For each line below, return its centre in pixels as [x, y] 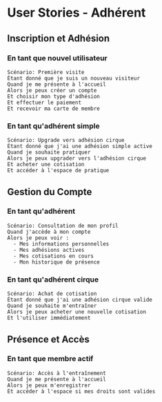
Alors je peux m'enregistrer [49, 385]
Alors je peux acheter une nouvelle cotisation [77, 312]
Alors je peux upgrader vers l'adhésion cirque [77, 158]
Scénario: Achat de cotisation [52, 294]
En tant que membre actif [50, 359]
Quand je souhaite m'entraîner [52, 306]
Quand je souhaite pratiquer [49, 153]
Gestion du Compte [50, 192]
